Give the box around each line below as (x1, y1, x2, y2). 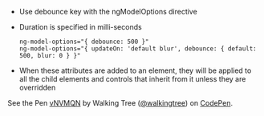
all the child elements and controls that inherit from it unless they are (18, 74, 246, 83)
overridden (18, 83, 56, 92)
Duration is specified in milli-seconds (18, 22, 142, 31)
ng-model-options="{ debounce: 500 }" (18, 38, 149, 46)
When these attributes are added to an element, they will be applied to (18, 66, 252, 75)
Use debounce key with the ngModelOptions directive (18, 7, 197, 16)
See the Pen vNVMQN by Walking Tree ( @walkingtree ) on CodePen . (7, 98, 234, 107)
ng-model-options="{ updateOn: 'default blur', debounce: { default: (18, 45, 258, 53)
